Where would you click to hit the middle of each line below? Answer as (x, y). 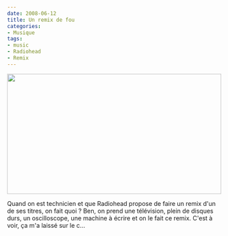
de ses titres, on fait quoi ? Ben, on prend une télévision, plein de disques (110, 211)
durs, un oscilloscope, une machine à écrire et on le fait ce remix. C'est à (110, 218)
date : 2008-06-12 (32, 13)
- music (18, 45)
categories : (24, 26)
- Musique (21, 32)
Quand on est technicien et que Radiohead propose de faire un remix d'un (112, 203)
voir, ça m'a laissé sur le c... (46, 225)
